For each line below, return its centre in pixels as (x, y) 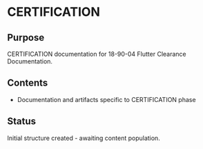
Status (22, 121)
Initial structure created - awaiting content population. (84, 138)
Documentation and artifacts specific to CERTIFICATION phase (106, 99)
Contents (28, 83)
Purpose (26, 38)
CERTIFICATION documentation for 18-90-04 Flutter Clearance (97, 54)
